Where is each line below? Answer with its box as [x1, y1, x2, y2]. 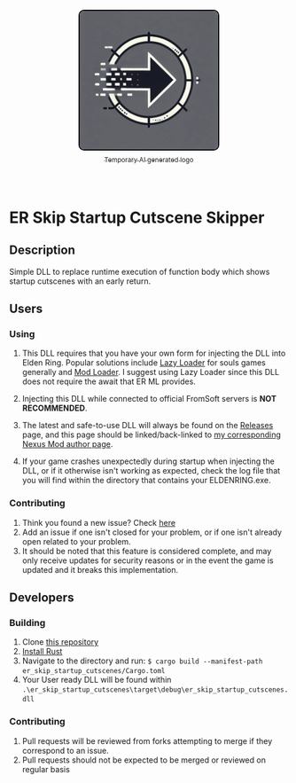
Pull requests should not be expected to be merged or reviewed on [21, 755, 266, 765]
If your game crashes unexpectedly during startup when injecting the [21, 456, 275, 466]
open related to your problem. [21, 536, 131, 546]
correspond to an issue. [21, 745, 109, 756]
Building [9, 616, 46, 629]
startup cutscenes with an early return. [9, 276, 152, 286]
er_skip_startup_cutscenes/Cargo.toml [21, 667, 166, 676]
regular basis [21, 763, 71, 774]
